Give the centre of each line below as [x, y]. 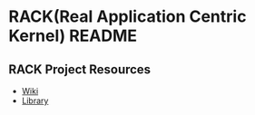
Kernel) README [73, 36]
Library [35, 101]
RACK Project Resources [80, 69]
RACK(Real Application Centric [127, 17]
